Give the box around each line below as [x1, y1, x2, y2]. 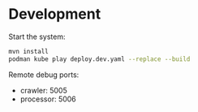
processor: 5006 [19, 94, 77, 104]
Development [8, 5, 101, 24]
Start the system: [8, 32, 67, 41]
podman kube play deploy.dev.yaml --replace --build [8, 54, 191, 63]
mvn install [8, 47, 49, 55]
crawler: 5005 [19, 85, 67, 95]
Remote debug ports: [8, 70, 80, 80]
